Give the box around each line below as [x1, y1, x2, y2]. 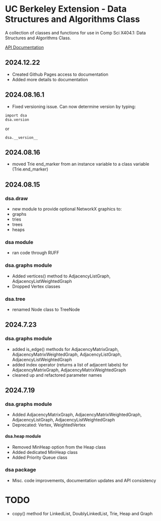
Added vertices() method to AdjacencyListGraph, [12, 273, 111, 279]
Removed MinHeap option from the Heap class [12, 444, 106, 450]
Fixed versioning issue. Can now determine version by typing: [12, 104, 136, 109]
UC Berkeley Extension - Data [5, 3, 127, 15]
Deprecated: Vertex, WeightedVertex [12, 422, 86, 428]
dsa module [5, 239, 34, 245]
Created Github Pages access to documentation [12, 71, 108, 77]
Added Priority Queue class [12, 454, 68, 460]
